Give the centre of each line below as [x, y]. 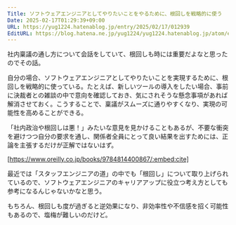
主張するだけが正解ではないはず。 [68, 145]
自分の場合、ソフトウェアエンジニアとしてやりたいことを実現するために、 [115, 78]
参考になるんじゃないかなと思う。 [57, 191]
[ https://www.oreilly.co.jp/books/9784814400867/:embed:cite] [98, 159]
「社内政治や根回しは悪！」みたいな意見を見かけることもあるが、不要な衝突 [118, 128]
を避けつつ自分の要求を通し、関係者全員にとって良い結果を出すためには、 [115, 137]
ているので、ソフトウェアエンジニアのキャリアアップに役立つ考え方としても [118, 182]
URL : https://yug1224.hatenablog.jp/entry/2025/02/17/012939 [99, 27]
